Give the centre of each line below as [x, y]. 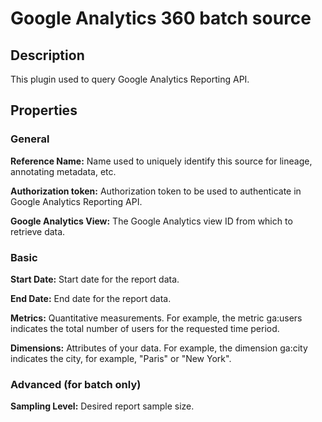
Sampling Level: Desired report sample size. [102, 406]
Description [47, 55]
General [30, 139]
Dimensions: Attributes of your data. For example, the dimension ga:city [159, 348]
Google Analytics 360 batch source [161, 18]
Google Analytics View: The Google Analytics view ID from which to [151, 221]
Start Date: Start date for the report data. [95, 279]
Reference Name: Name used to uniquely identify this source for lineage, [161, 161]
